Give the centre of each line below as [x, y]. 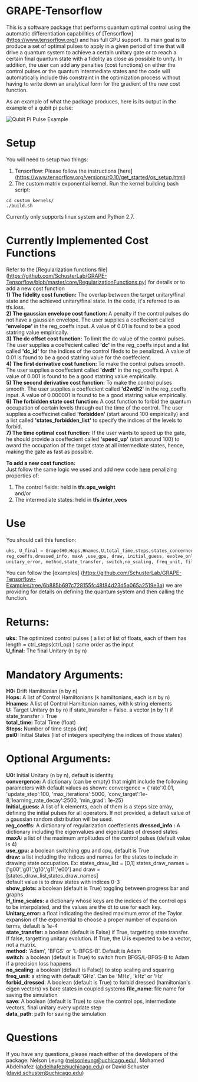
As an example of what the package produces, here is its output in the [91, 101]
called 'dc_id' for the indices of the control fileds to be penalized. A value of [98, 351]
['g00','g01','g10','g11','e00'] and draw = [53, 869]
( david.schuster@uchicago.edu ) [45, 1073]
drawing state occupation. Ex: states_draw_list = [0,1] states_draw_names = [98, 863]
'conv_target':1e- [127, 794]
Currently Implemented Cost [77, 241]
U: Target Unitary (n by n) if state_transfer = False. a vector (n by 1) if [90, 710]
